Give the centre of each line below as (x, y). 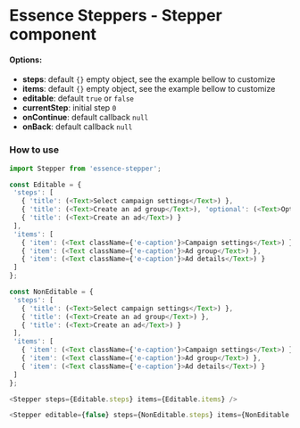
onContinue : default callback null (85, 118)
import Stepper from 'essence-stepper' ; (86, 169)
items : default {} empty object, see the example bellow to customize (149, 89)
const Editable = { (46, 185)
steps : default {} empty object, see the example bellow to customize (149, 79)
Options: (26, 60)
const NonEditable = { (51, 292)
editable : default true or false (78, 98)
